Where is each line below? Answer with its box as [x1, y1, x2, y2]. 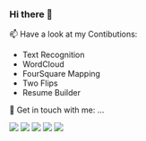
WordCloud [21, 59, 64, 70]
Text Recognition [21, 49, 85, 61]
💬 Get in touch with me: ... [9, 104, 105, 115]
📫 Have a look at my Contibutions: [9, 29, 138, 39]
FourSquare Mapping [21, 69, 101, 79]
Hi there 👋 [9, 8, 54, 21]
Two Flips [21, 78, 58, 88]
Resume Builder [21, 87, 82, 98]
